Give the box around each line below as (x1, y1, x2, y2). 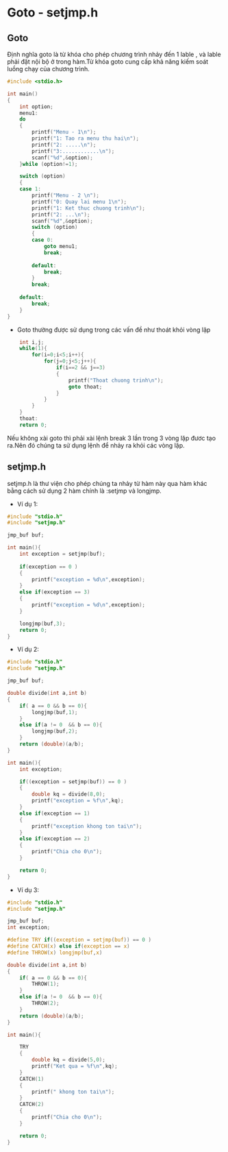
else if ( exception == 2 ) (19, 835, 90, 842)
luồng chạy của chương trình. (7, 65, 90, 73)
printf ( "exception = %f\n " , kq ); (31, 797, 125, 805)
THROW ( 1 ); (31, 981, 60, 988)
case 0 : (31, 236, 53, 244)
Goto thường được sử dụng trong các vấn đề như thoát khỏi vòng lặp (16, 326, 211, 334)
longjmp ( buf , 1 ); (31, 709, 78, 715)
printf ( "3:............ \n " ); (31, 147, 115, 155)
